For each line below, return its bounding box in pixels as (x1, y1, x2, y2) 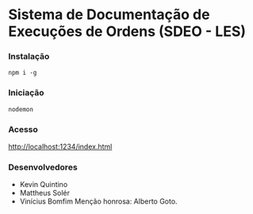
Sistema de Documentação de (8, 6, 210, 24)
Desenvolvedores (8, 161, 78, 173)
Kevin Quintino (19, 180, 68, 189)
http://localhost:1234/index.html (8, 142, 113, 152)
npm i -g (8, 69, 37, 77)
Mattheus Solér (19, 189, 70, 198)
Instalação (8, 51, 50, 62)
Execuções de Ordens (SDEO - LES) (8, 22, 247, 41)
